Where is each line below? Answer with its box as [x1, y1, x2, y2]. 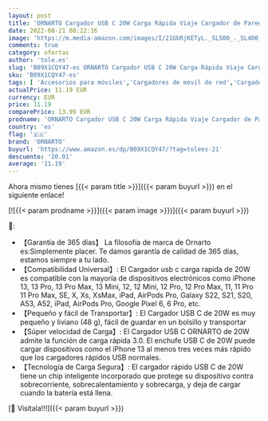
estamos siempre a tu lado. [19, 255, 109, 265]
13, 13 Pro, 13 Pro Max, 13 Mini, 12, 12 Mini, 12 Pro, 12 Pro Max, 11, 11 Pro [19, 282, 254, 292]
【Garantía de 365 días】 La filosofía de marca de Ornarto [19, 238, 211, 247]
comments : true [8, 41, 59, 49]
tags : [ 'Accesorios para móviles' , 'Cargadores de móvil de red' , [8, 78, 234, 86]
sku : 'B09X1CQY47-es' [8, 71, 81, 79]
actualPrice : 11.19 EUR [8, 85, 88, 94]
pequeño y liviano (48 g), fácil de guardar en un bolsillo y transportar [19, 317, 247, 327]
